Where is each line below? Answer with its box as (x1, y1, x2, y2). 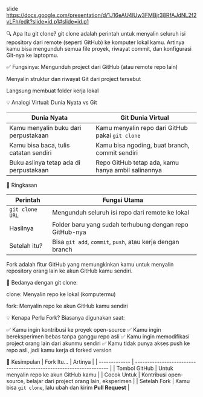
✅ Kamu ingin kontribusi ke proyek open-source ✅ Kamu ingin (6, 326, 161, 333)
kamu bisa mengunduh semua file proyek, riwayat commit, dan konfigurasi (6, 45, 192, 52)
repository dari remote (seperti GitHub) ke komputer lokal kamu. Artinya (6, 39, 185, 46)
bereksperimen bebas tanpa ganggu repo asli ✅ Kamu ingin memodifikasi (6, 333, 190, 340)
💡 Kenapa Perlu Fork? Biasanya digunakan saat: (6, 314, 125, 321)
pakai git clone (95, 131, 141, 140)
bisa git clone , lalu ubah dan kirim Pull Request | (6, 384, 130, 391)
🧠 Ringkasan (6, 181, 37, 189)
